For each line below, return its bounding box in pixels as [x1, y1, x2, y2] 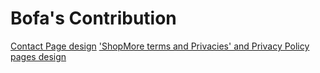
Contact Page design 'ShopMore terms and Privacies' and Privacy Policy [10, 40, 310, 52]
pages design [10, 50, 67, 62]
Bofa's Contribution [10, 7, 177, 30]
